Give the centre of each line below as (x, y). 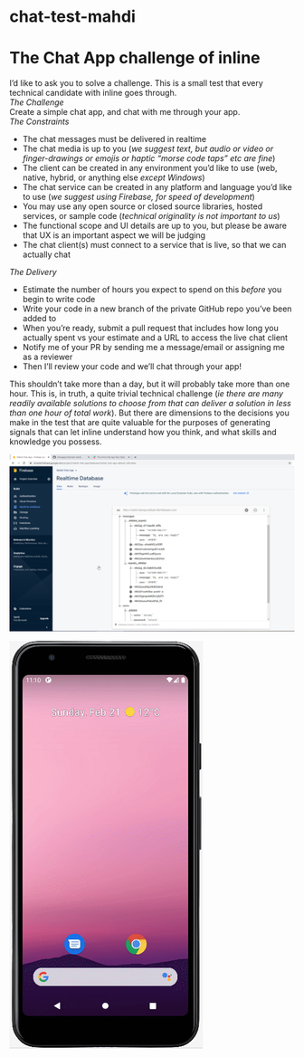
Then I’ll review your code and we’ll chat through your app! (132, 367)
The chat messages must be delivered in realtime (114, 139)
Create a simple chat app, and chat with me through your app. (125, 112)
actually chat (46, 254)
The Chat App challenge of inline (135, 58)
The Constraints (39, 122)
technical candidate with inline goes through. (93, 93)
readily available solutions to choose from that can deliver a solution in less (150, 404)
